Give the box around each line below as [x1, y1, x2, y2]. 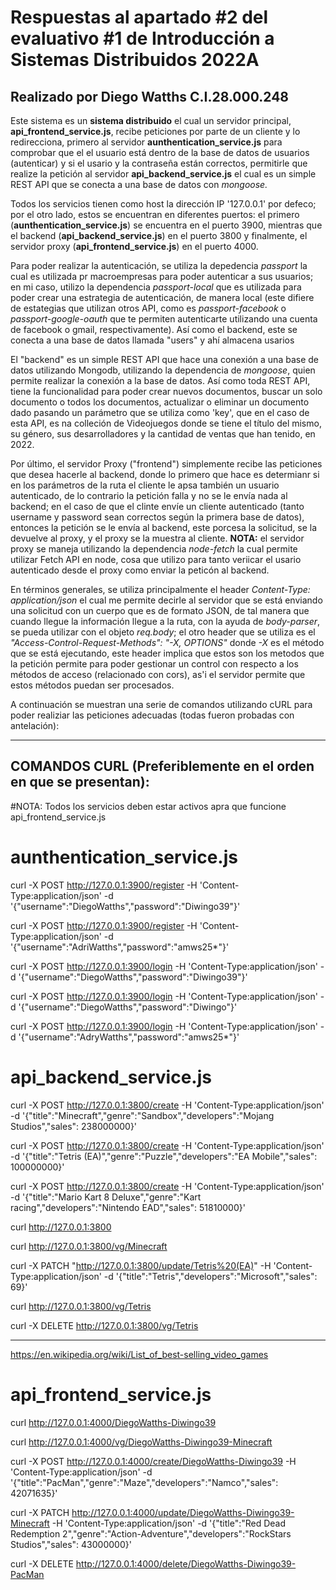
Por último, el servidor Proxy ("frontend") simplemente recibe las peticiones [10, 458, 323, 470]
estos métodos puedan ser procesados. [10, 679, 175, 691]
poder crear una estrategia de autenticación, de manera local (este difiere [10, 292, 315, 303]
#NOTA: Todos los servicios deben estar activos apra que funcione [10, 800, 287, 812]
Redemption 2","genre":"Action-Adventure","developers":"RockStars [10, 1527, 292, 1540]
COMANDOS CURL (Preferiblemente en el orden [10, 758, 315, 775]
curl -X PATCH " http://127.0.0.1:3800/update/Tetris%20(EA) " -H [10, 1259, 272, 1271]
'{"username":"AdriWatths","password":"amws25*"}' [10, 941, 230, 953]
